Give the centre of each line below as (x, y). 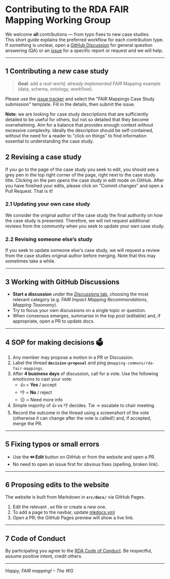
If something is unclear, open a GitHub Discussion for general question (79, 45)
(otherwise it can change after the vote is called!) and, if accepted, (82, 418)
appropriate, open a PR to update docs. (54, 321)
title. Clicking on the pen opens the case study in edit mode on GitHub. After (85, 180)
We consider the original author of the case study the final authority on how (84, 215)
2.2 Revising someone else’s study (49, 239)
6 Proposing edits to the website (57, 485)
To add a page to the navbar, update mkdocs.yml (63, 512)
